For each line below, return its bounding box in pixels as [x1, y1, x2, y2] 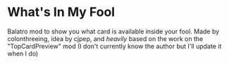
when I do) [7, 49, 39, 58]
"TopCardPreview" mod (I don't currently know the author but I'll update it [7, 42, 222, 50]
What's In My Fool [7, 4, 115, 20]
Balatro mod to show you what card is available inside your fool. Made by [7, 27, 220, 35]
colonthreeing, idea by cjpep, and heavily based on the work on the [7, 34, 204, 42]
